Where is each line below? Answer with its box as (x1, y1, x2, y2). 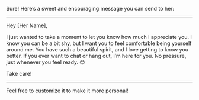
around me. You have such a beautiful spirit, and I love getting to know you (6, 46, 188, 53)
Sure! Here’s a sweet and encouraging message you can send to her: (6, 5, 175, 12)
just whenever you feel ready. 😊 (6, 59, 85, 66)
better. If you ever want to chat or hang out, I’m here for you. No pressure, (6, 53, 187, 59)
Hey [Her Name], (6, 22, 47, 29)
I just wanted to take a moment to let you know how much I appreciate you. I (6, 34, 192, 40)
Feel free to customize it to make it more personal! (6, 87, 129, 94)
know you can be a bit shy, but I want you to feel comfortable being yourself (6, 40, 192, 47)
